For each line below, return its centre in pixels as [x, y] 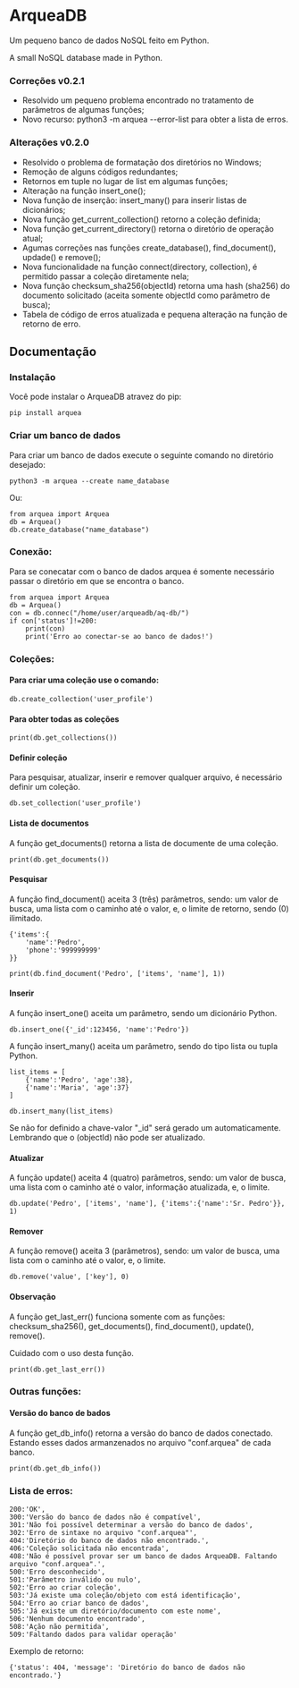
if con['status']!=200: [54, 621]
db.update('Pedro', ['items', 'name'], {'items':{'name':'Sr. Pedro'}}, [147, 1204]
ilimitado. [26, 918]
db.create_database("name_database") [79, 530]
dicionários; [44, 209]
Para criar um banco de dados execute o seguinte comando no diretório [141, 455]
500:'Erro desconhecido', [57, 1572]
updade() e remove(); [61, 257]
